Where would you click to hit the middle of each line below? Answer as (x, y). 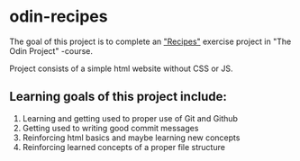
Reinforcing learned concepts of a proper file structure (123, 147)
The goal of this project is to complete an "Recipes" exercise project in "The (150, 41)
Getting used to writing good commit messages (110, 128)
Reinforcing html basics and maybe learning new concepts (131, 138)
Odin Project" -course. (51, 50)
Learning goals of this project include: (118, 97)
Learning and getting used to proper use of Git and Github (130, 118)
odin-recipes (59, 17)
